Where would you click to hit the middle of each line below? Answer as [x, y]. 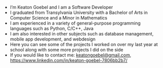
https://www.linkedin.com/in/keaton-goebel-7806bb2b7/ [69, 60]
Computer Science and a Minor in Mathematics [59, 18]
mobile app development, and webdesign [53, 39]
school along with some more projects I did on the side [67, 50]
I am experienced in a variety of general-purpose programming [75, 23]
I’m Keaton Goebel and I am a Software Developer [61, 7]
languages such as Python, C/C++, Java [52, 28]
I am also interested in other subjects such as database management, [82, 34]
